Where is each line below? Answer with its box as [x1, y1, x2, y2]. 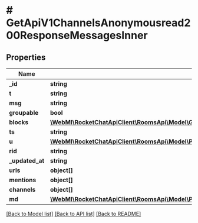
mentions [9, 176, 37, 184]
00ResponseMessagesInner [6, 29, 148, 42]
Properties [6, 52, 46, 62]
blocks [9, 118, 28, 126]
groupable [9, 109, 39, 117]
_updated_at [9, 157, 45, 164]
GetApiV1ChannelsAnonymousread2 [6, 16, 191, 30]
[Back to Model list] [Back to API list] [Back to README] [6, 211, 141, 217]
